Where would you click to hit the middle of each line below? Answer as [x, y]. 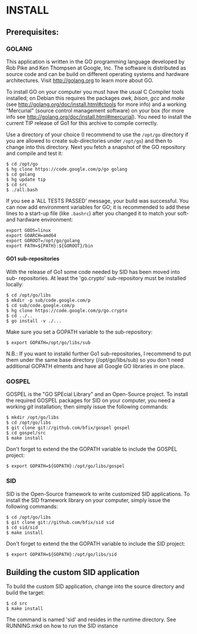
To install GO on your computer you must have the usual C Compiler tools [95, 91]
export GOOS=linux [29, 230]
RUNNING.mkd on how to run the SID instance [62, 626]
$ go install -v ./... [34, 321]
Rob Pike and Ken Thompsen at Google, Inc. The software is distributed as [96, 68]
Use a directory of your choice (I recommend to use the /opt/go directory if [97, 134]
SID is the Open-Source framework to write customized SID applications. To [98, 494]
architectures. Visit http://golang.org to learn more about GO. [80, 80]
